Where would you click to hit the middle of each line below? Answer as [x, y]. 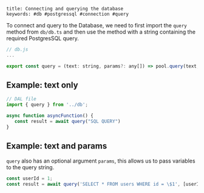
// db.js [17, 49]
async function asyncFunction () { [50, 116]
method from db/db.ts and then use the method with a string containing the [101, 32]
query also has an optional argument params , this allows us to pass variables [101, 161]
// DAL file [21, 99]
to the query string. [30, 167]
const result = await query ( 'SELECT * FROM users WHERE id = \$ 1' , [93, 184]
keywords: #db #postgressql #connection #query [68, 14]
